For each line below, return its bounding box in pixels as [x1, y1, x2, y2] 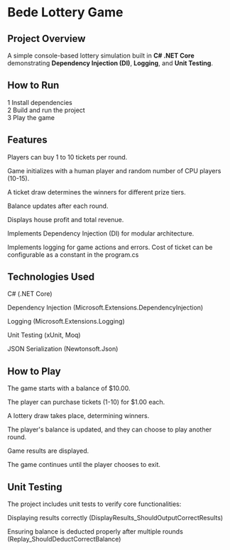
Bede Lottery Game [7, 4, 124, 21]
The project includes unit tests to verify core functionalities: [7, 500, 182, 508]
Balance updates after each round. [7, 202, 109, 210]
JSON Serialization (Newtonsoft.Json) [7, 345, 119, 353]
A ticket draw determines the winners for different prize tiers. [7, 187, 186, 196]
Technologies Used [7, 271, 94, 283]
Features [7, 134, 48, 146]
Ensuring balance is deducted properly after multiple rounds [7, 527, 183, 536]
